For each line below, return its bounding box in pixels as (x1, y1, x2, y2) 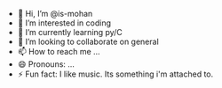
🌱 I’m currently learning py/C (17, 27, 123, 37)
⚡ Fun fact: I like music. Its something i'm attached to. (17, 69, 214, 79)
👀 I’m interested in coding (17, 18, 112, 28)
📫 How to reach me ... (17, 47, 100, 56)
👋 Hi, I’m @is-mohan (17, 9, 93, 18)
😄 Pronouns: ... (17, 59, 75, 70)
